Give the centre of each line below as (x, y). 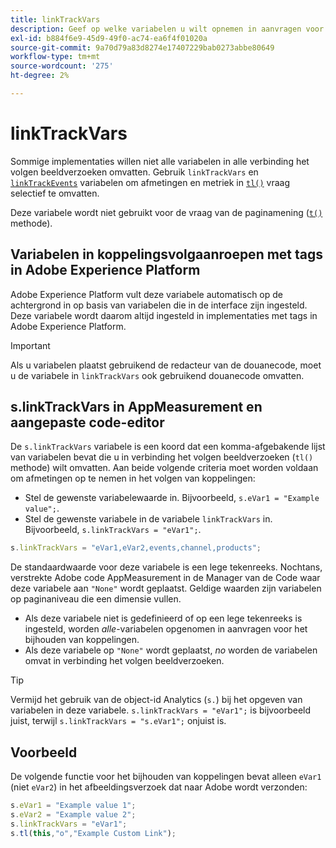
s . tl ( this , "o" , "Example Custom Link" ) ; (93, 833)
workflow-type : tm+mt (55, 57)
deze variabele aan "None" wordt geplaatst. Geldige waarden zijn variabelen (166, 588)
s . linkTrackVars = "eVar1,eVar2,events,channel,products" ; (136, 548)
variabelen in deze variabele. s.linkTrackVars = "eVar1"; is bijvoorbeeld (161, 710)
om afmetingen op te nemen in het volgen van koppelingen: (133, 478)
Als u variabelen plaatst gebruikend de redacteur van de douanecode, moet (166, 365)
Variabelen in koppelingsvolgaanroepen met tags (167, 254)
